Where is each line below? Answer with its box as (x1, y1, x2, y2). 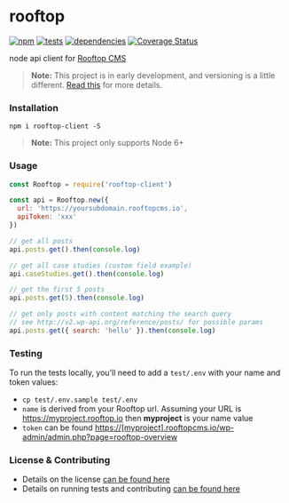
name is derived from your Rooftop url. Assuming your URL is (21, 403, 242, 414)
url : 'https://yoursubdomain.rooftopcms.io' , (17, 204, 189, 213)
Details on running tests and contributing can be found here (21, 483, 241, 494)
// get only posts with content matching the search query (9, 309, 232, 319)
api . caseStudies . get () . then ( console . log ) (9, 269, 165, 278)
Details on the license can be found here (21, 474, 170, 485)
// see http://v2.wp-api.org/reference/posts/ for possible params (9, 318, 264, 327)
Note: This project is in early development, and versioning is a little (30, 69, 276, 81)
